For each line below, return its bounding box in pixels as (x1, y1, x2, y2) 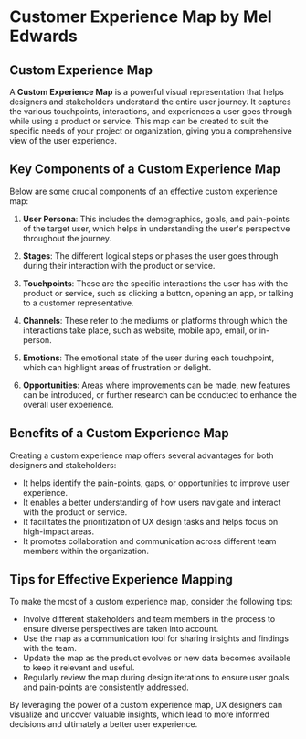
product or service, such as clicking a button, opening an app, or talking (22, 287, 294, 298)
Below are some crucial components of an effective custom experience (9, 186, 278, 197)
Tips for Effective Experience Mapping (9, 572, 233, 587)
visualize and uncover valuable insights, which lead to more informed (9, 709, 270, 720)
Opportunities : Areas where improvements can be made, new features (22, 380, 290, 391)
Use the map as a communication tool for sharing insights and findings (22, 633, 290, 644)
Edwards (9, 26, 78, 47)
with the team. (22, 643, 78, 654)
